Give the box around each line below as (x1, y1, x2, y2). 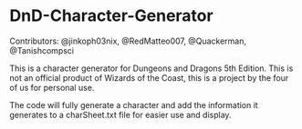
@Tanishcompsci (9, 45, 75, 55)
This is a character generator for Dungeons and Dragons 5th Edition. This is (9, 63, 294, 74)
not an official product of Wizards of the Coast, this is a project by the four (9, 72, 289, 83)
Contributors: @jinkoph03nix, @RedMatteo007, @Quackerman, (9, 35, 247, 46)
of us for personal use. (9, 82, 95, 93)
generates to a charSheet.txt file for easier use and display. (9, 109, 232, 120)
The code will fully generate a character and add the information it (9, 99, 258, 110)
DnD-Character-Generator (9, 5, 213, 26)
